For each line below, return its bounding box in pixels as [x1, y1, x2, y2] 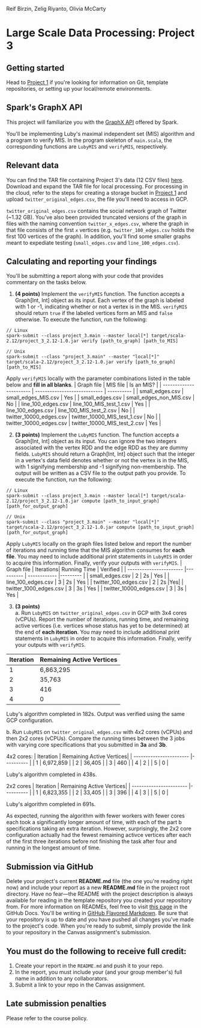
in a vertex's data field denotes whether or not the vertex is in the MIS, [14, 457, 189, 464]
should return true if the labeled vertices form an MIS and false [14, 310, 173, 317]
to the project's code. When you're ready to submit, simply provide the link [6, 922, 191, 929]
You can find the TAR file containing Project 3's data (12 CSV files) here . [6, 176, 184, 183]
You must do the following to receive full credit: [6, 946, 187, 956]
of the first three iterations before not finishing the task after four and [6, 838, 177, 845]
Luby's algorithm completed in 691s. [6, 801, 96, 808]
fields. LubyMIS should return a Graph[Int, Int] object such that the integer [14, 450, 195, 457]
